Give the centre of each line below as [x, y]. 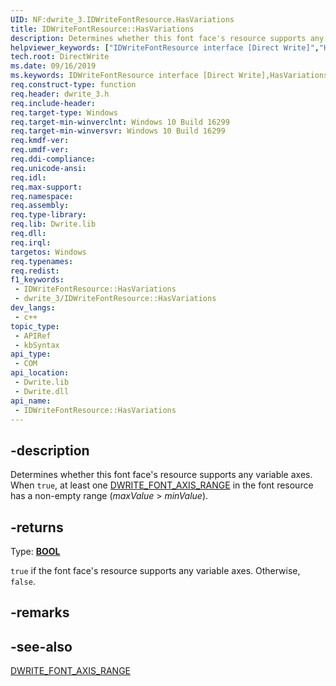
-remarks [40, 612]
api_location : [40, 373]
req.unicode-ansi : [48, 168]
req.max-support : [46, 187]
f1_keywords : [37, 280]
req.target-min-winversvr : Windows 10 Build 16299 [118, 131]
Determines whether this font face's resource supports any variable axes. [161, 475]
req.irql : [31, 242]
